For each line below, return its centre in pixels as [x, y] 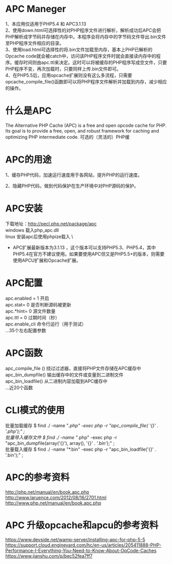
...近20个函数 [19, 387]
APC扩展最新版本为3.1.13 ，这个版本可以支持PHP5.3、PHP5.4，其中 [84, 247]
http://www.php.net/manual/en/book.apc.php [53, 503]
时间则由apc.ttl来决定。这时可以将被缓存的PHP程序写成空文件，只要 [95, 62]
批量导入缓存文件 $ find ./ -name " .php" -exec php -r [61, 437]
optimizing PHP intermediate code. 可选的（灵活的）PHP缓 [68, 137]
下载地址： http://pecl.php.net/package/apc [51, 224]
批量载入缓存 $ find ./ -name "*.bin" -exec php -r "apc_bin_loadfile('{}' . [81, 449]
